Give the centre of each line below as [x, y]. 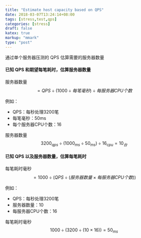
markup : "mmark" [22, 38]
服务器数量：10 [28, 205]
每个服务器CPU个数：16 [37, 124]
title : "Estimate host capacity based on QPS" [54, 10]
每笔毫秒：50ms [29, 118]
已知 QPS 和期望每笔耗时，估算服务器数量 [48, 70]
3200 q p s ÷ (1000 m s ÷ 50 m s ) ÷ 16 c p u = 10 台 [84, 144]
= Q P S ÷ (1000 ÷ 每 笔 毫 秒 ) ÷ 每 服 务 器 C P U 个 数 [85, 90]
